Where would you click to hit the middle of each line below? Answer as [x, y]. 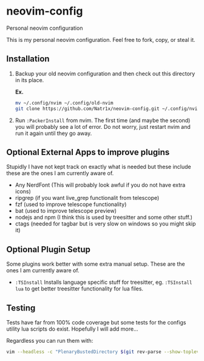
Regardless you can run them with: [50, 340]
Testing [21, 308]
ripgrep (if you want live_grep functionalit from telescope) [87, 198]
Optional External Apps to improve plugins [88, 152]
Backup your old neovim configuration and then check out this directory [105, 74]
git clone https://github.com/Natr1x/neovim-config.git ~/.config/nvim [107, 108]
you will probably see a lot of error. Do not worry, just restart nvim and [103, 126]
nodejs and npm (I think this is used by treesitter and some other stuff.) [104, 218]
